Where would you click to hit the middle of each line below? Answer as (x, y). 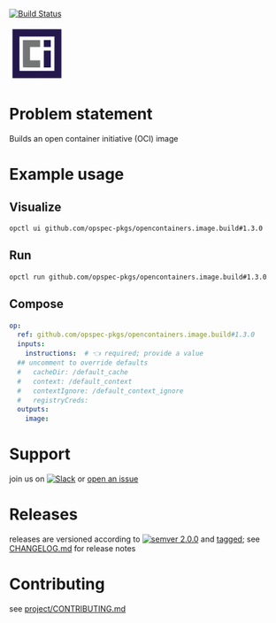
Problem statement (81, 114)
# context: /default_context (75, 381)
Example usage (67, 175)
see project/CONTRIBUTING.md (68, 609)
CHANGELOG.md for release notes (73, 549)
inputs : (31, 344)
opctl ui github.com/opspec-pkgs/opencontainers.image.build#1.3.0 (136, 228)
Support (40, 454)
